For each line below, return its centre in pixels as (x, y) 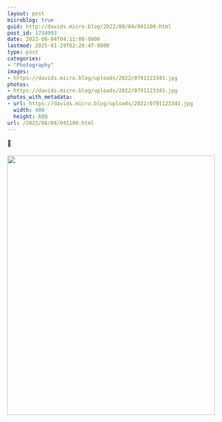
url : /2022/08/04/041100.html (51, 123)
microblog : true (30, 20)
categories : (24, 59)
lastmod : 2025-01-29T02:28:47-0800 (58, 46)
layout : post (26, 13)
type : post (23, 53)
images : (18, 71)
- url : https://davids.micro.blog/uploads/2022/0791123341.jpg (100, 104)
